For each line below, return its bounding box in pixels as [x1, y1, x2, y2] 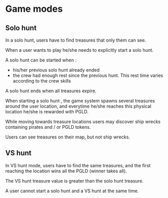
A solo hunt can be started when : [5, 57, 77, 63]
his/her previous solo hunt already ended [12, 67, 100, 73]
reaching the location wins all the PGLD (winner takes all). [5, 168, 127, 174]
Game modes [5, 3, 63, 15]
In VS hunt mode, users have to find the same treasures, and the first [5, 162, 151, 168]
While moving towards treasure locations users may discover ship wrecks [5, 118, 161, 125]
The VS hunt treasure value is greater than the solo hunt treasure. [5, 177, 144, 184]
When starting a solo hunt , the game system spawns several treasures [5, 98, 155, 104]
